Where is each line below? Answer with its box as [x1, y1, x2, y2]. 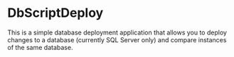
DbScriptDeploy [7, 5, 104, 21]
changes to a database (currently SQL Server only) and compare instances [7, 35, 227, 44]
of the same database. [7, 43, 73, 51]
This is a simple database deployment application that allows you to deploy [7, 28, 228, 37]
